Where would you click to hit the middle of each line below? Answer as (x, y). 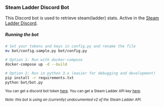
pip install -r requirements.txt (40, 78)
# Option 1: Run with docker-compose (44, 60)
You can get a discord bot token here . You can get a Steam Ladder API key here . (73, 91)
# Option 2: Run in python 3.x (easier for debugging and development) (80, 73)
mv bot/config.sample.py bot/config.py (46, 51)
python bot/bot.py (24, 82)
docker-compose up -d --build (36, 64)
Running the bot (22, 34)
